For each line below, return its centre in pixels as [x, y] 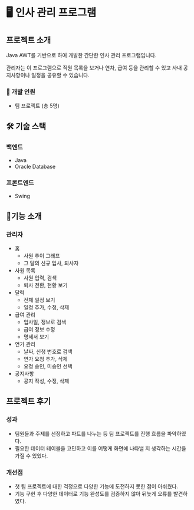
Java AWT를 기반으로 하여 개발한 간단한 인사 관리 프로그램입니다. [81, 55]
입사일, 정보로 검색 [45, 322]
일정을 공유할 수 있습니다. [60, 75]
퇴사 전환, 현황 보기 [45, 285]
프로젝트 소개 [29, 40]
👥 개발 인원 [21, 91]
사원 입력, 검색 [40, 278]
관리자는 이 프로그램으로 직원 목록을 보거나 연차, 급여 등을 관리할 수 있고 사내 [94, 68]
